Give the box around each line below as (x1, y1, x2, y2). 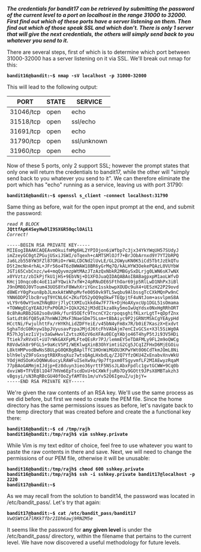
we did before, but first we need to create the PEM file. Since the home (7, 396, 182, 402)
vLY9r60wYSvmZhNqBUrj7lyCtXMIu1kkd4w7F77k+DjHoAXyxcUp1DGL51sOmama (7, 300, 179, 306)
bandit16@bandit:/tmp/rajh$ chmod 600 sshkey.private (7, 466, 145, 472)
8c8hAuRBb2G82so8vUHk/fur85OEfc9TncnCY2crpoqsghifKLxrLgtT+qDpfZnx (7, 310, 179, 316)
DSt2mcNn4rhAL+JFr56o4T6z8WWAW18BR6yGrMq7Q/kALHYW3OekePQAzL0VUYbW (7, 263, 179, 269)
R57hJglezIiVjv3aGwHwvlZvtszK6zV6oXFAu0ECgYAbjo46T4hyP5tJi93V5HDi (7, 331, 179, 337)
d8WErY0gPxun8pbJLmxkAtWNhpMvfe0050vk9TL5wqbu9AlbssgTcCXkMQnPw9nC (7, 289, 179, 295)
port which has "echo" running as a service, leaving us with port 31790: (7, 181, 184, 188)
